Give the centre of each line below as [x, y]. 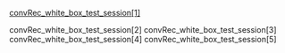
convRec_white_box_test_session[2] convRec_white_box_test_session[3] [143, 30]
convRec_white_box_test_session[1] [75, 13]
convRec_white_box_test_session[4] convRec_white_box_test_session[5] [143, 39]
